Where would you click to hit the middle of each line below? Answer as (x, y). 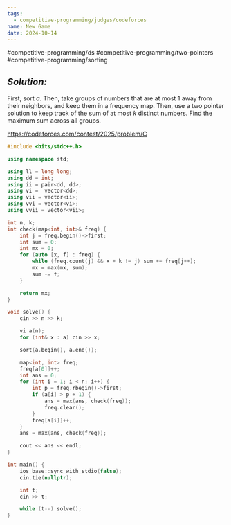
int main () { (26, 465)
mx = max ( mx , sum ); (60, 268)
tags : (15, 14)
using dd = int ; (30, 178)
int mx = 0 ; (37, 249)
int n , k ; (21, 222)
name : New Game (29, 26)
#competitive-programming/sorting (58, 60)
